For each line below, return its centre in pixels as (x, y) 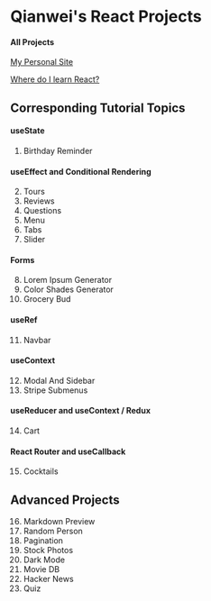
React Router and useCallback (68, 451)
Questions (42, 211)
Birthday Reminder (58, 150)
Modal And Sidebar (59, 380)
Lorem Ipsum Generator (67, 280)
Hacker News (49, 579)
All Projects (32, 41)
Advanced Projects (65, 500)
